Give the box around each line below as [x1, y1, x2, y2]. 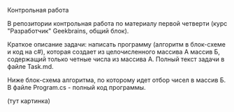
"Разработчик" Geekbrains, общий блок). [7, 27, 129, 35]
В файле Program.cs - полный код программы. [7, 83, 146, 91]
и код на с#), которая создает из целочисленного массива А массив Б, [7, 48, 220, 56]
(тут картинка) [7, 97, 51, 105]
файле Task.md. [7, 63, 54, 70]
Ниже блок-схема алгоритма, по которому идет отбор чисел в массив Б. [7, 76, 226, 84]
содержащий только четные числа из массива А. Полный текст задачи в [7, 55, 225, 63]
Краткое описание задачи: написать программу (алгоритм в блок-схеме [7, 40, 226, 48]
